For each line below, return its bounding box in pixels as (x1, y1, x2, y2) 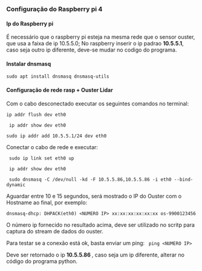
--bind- (174, 176, 194, 182)
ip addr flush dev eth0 (6, 112, 67, 118)
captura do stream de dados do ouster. (6, 227, 104, 235)
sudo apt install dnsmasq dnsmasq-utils (6, 73, 110, 80)
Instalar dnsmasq (6, 60, 51, 67)
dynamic (6, 181, 26, 188)
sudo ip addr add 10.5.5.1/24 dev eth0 (6, 133, 107, 139)
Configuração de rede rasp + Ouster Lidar (6, 86, 113, 93)
